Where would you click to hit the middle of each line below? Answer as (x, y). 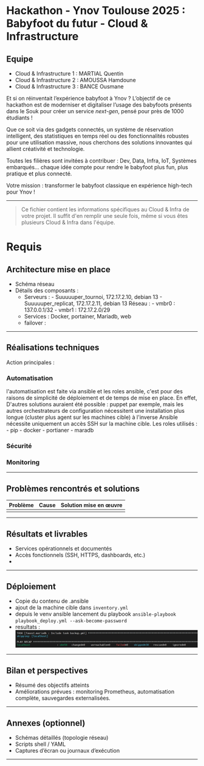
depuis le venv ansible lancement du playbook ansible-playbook (95, 614)
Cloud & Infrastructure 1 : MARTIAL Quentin (69, 73)
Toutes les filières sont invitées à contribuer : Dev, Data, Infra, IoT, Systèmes (102, 161)
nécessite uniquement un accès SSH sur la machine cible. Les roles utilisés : (102, 424)
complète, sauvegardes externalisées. (63, 698)
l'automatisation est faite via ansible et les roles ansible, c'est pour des (95, 392)
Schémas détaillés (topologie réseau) (62, 738)
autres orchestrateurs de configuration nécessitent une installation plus (96, 411)
